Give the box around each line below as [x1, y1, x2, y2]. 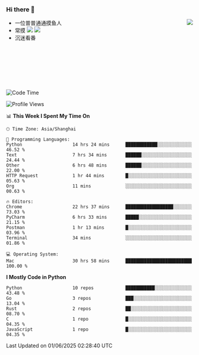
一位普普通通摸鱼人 [14, 20, 62, 27]
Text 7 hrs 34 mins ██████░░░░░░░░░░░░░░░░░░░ [6, 152, 192, 158]
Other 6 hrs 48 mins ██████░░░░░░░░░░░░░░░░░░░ [6, 162, 192, 168]
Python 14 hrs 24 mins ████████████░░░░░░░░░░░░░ [6, 142, 192, 148]
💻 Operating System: [6, 251, 59, 257]
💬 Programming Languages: [6, 136, 70, 143]
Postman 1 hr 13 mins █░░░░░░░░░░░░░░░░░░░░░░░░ [6, 225, 192, 231]
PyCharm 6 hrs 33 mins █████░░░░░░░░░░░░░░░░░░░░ [6, 215, 192, 220]
